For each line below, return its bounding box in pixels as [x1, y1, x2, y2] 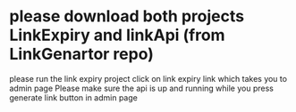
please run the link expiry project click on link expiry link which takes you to [9, 73, 288, 84]
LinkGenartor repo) [9, 44, 155, 64]
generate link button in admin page [9, 92, 139, 103]
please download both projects [9, 6, 244, 27]
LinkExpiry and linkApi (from [9, 25, 225, 45]
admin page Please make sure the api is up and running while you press [9, 83, 275, 93]
